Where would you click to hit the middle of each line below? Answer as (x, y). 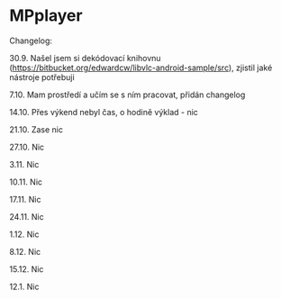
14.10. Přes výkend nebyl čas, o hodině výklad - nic (104, 112)
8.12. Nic (25, 251)
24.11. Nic (27, 216)
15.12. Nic (27, 269)
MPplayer (46, 16)
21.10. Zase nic (36, 129)
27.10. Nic (27, 147)
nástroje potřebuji (42, 77)
